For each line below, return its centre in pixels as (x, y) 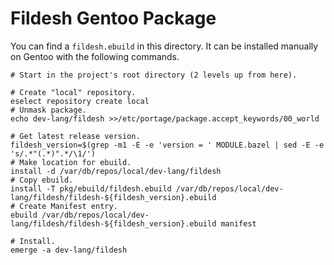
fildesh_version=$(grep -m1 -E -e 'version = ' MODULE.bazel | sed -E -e (167, 145)
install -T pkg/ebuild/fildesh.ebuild (91, 188)
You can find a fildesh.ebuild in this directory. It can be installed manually (164, 46)
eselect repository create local (80, 101)
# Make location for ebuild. (71, 162)
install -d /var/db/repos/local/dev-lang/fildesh (116, 171)
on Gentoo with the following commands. (95, 56)
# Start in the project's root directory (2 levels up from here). (154, 75)
